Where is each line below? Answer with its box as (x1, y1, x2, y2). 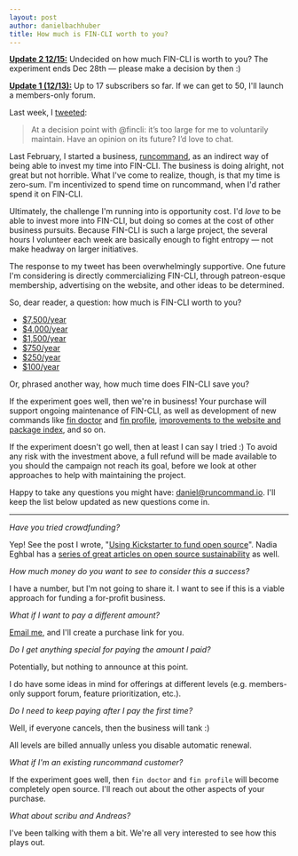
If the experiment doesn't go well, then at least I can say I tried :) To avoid (9, 442, 278, 452)
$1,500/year (21, 333, 67, 344)
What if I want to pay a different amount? (9, 610, 161, 620)
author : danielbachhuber (9, 21, 101, 30)
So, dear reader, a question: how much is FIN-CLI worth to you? (9, 297, 242, 308)
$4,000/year (21, 324, 68, 334)
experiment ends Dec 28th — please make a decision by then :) (9, 63, 241, 74)
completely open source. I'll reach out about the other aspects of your (9, 784, 265, 795)
